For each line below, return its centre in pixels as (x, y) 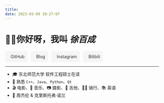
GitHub (18, 57)
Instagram (67, 57)
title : (12, 9)
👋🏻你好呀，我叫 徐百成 (50, 39)
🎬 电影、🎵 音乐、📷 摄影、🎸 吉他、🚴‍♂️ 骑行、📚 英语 (64, 88)
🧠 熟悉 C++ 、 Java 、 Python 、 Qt (42, 81)
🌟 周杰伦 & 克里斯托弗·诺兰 (39, 95)
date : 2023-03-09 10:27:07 (32, 14)
